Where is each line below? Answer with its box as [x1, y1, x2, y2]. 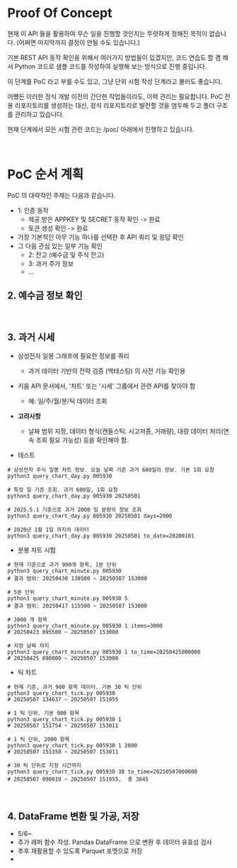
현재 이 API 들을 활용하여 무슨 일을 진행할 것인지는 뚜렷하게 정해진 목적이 [7, 29, 208, 38]
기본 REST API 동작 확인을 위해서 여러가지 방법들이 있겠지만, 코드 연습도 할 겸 [7, 53, 221, 62]
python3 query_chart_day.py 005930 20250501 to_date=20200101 [7, 532, 195, 540]
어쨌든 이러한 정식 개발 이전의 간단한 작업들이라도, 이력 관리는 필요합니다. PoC [7, 92, 224, 101]
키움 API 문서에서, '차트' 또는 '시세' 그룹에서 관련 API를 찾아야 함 [17, 382, 196, 390]
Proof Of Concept [7, 5, 112, 21]
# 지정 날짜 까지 [7, 642, 50, 650]
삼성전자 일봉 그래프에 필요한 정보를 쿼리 [17, 351, 129, 360]
